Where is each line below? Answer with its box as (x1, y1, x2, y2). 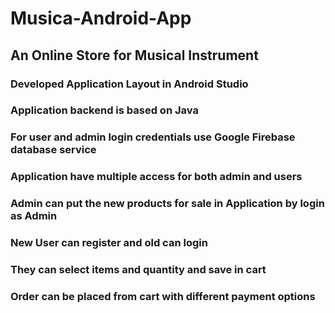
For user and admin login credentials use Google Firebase (10, 130, 296, 144)
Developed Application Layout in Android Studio (10, 77, 249, 91)
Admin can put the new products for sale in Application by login (10, 197, 325, 211)
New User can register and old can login (10, 236, 208, 250)
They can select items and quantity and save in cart (10, 263, 267, 277)
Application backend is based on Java (10, 103, 199, 117)
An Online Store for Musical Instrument (10, 47, 259, 64)
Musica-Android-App (10, 7, 192, 30)
